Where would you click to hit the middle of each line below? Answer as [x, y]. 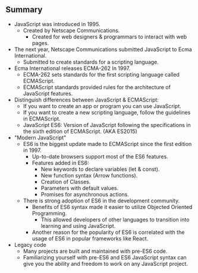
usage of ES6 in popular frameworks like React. [90, 238]
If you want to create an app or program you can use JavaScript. [102, 106]
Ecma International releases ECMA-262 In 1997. [72, 68]
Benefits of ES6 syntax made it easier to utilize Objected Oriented [112, 207]
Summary [24, 10]
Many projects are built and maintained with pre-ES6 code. [95, 251]
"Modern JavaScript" [40, 137]
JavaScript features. [48, 93]
